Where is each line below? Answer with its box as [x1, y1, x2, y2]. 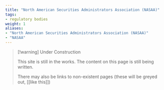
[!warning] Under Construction [17, 48, 81, 55]
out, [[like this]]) [17, 78, 51, 85]
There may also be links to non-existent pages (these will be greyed [17, 73, 157, 79]
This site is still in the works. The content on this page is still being [17, 58, 154, 64]
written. [17, 63, 33, 70]
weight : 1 [5, 21, 26, 26]
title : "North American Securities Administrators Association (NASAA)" [5, 7, 160, 12]
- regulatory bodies [5, 16, 48, 21]
